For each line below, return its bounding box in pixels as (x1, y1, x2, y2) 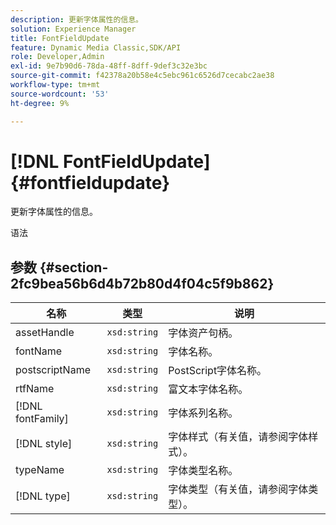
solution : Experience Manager (10, 24, 137, 34)
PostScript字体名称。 (168, 364, 268, 378)
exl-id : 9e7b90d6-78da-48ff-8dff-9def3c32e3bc (10, 61, 208, 71)
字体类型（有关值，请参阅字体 (168, 482, 309, 496)
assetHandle (15, 326, 75, 340)
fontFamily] (15, 412, 69, 426)
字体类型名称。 (168, 464, 239, 478)
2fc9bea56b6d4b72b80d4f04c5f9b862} (10, 275, 275, 292)
